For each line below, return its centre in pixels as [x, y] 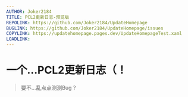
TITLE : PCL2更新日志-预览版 [38, 17]
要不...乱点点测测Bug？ [49, 88]
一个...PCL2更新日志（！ [67, 70]
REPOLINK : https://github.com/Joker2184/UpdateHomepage [77, 22]
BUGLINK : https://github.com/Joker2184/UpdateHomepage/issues [85, 28]
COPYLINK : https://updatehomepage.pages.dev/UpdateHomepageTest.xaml [94, 34]
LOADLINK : [18, 39]
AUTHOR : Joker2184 [29, 12]
